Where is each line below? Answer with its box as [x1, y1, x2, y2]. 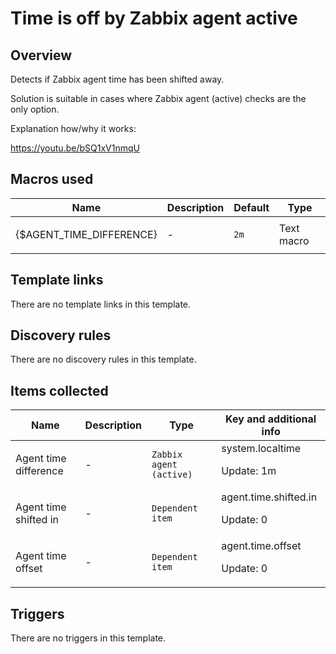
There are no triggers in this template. [10, 632, 167, 644]
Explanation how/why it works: [10, 123, 137, 134]
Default [233, 200, 270, 214]
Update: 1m [221, 464, 277, 478]
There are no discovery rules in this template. [10, 353, 197, 366]
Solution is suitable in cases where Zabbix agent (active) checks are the [10, 93, 307, 104]
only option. [10, 103, 60, 115]
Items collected [10, 382, 109, 399]
